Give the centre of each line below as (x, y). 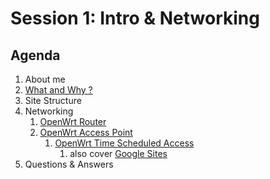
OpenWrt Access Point (86, 132)
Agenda (35, 55)
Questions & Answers (69, 164)
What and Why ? (58, 90)
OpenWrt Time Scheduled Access (124, 143)
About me (45, 79)
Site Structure (53, 100)
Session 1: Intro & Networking (135, 18)
